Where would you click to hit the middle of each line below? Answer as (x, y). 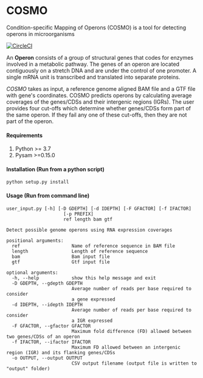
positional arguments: (35, 241)
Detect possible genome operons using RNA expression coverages (89, 230)
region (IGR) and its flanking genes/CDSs (61, 352)
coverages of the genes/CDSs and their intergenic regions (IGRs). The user (100, 102)
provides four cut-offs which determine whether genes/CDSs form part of (99, 108)
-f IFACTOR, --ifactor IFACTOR (51, 342)
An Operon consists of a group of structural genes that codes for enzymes (100, 57)
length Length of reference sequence (80, 251)
